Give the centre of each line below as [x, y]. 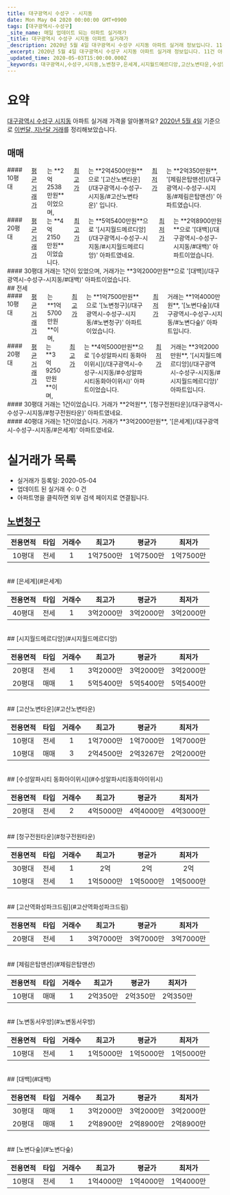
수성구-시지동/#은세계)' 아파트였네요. [65, 430]
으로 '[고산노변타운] [114, 180]
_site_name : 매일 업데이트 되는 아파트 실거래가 [67, 33]
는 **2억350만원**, [192, 171]
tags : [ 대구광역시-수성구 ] [40, 26]
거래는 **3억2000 [194, 347]
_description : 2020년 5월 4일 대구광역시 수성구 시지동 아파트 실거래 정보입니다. [110, 45]
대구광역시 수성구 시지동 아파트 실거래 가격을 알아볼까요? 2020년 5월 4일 [105, 121]
